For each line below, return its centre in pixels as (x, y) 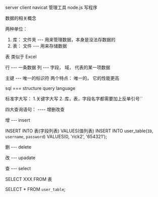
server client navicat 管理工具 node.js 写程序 (51, 7)
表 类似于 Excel (21, 57)
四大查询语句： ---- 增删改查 (35, 109)
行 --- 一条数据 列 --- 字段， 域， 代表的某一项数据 (58, 67)
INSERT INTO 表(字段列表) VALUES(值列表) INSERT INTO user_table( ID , (79, 131)
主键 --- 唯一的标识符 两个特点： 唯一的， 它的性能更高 (62, 78)
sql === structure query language (40, 88)
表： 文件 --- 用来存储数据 (40, 46)
